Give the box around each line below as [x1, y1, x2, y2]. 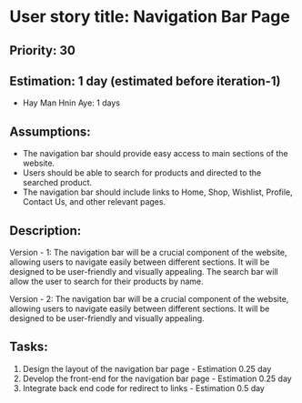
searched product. [22, 177, 93, 188]
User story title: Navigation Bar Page [9, 6, 291, 27]
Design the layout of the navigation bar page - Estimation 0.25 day [22, 363, 272, 374]
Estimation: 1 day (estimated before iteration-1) [9, 73, 281, 88]
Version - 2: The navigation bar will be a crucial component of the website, [9, 294, 289, 305]
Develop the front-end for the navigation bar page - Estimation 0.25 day [22, 373, 293, 384]
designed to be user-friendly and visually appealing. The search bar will [9, 267, 279, 277]
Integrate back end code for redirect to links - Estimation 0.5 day [22, 382, 266, 393]
